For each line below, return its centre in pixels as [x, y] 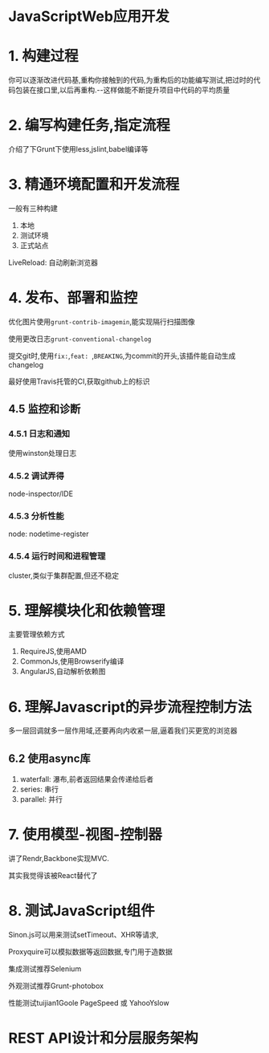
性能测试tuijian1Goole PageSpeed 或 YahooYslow [89, 1003]
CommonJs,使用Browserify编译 [72, 661]
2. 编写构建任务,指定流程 [90, 126]
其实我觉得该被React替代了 [53, 876]
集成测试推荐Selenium [45, 969]
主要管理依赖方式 [37, 634]
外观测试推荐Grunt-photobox [56, 986]
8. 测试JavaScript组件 [82, 911]
